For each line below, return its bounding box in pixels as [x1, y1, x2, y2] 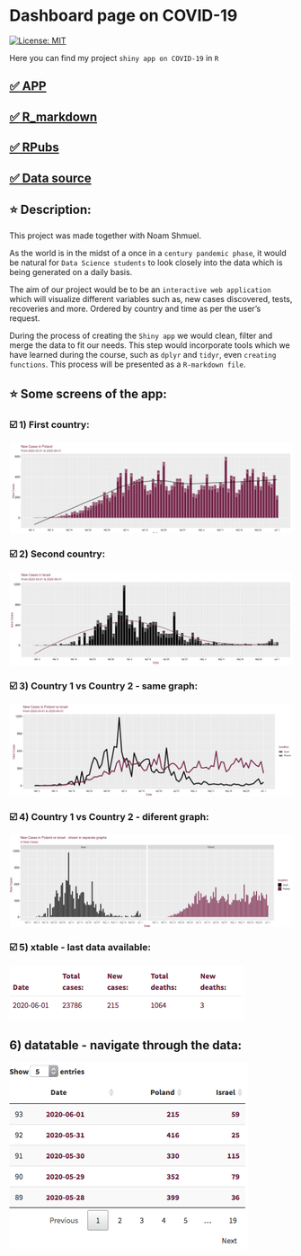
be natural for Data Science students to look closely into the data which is [9, 257, 283, 268]
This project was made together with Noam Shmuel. [9, 230, 202, 241]
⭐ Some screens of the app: [9, 386, 168, 401]
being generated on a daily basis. [9, 267, 133, 278]
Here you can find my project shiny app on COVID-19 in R [9, 52, 219, 63]
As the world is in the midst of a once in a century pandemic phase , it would [9, 248, 288, 259]
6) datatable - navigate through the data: [9, 1038, 243, 1053]
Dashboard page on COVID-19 [9, 5, 238, 26]
